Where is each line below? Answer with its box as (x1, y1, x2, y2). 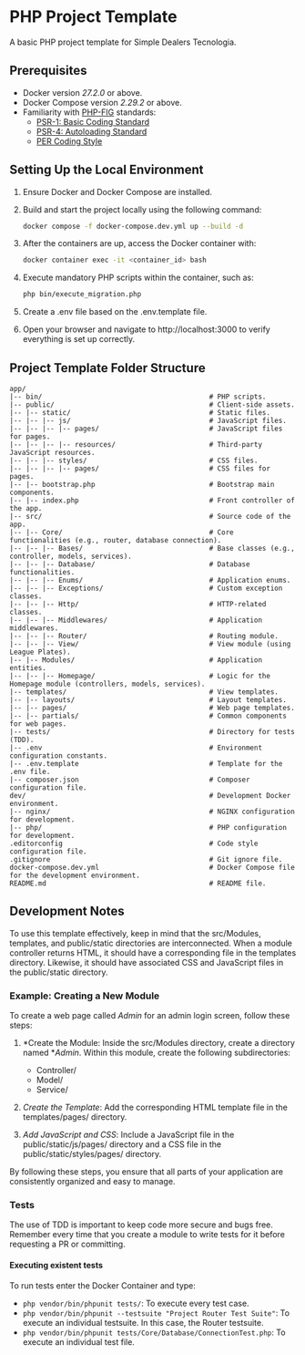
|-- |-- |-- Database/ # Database (9, 560, 250, 569)
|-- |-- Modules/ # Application (9, 656, 262, 665)
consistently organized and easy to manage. (9, 1176, 176, 1187)
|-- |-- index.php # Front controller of (9, 496, 296, 505)
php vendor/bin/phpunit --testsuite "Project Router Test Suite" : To (22, 1307, 290, 1319)
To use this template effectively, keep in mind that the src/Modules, (9, 927, 261, 938)
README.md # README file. (9, 879, 267, 888)
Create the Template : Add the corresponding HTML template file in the (22, 1102, 289, 1113)
